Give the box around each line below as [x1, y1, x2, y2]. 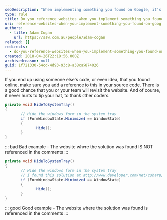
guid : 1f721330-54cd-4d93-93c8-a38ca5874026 [5, 63, 99, 68]
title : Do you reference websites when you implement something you [5, 16, 150, 21]
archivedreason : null [5, 58, 50, 63]
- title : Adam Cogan [9, 30, 52, 35]
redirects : [5, 44, 28, 49]
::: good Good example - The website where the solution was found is [5, 205, 148, 211]
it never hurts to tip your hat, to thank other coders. [5, 93, 110, 99]
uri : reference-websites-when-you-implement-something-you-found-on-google [5, 21, 166, 26]
